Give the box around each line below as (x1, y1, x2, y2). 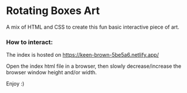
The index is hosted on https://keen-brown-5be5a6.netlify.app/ (6, 51, 159, 58)
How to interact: (6, 38, 53, 46)
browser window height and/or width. (6, 69, 97, 76)
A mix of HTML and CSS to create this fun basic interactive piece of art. (6, 23, 179, 30)
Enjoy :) (6, 80, 25, 87)
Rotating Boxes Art (6, 4, 100, 18)
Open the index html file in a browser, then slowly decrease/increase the (6, 63, 182, 70)
